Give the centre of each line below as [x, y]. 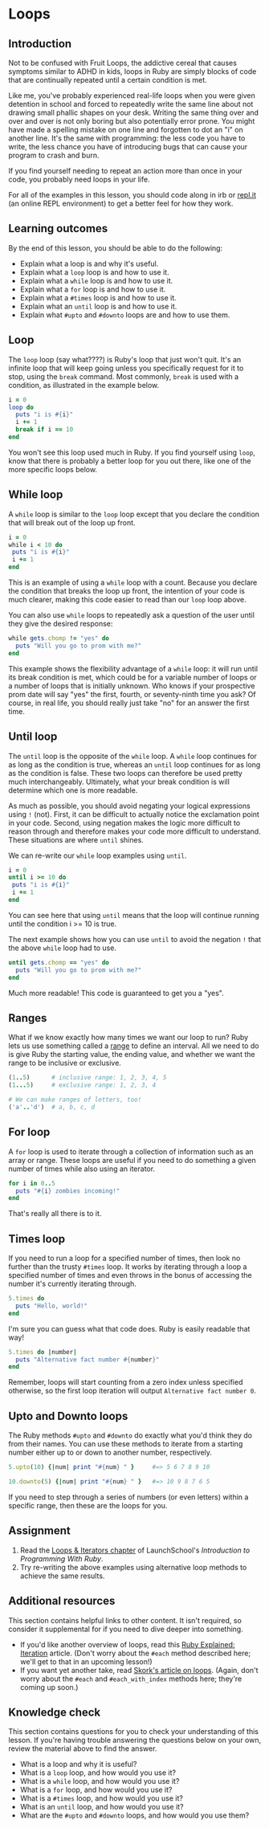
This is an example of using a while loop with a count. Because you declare [133, 582]
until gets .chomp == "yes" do [59, 962]
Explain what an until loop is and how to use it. [98, 306]
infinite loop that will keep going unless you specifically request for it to [126, 368]
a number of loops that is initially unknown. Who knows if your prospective [132, 685]
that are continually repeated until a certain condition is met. [108, 80]
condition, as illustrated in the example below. [84, 385]
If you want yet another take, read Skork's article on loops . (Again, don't [139, 1670]
